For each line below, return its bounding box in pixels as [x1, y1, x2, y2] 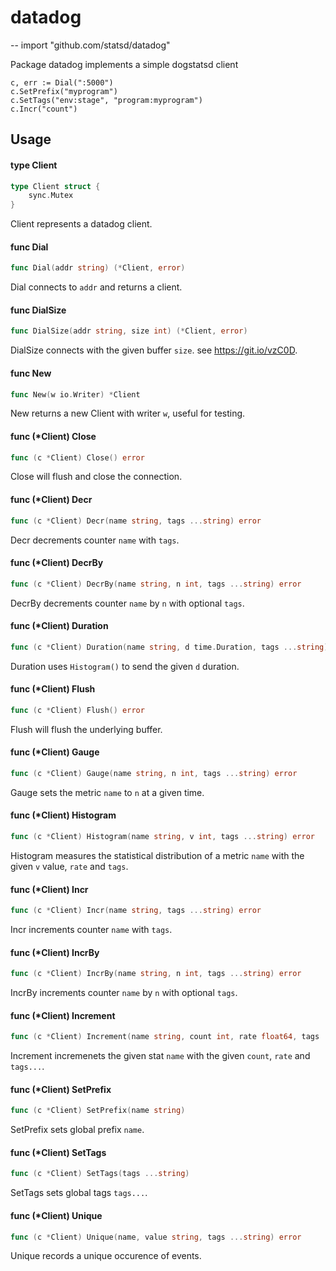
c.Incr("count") [10, 104, 78, 114]
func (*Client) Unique [10, 1209, 103, 1221]
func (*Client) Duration [10, 620, 109, 632]
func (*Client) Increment [10, 1009, 116, 1021]
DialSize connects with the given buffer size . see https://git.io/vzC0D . [10, 344, 298, 356]
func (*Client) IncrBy [10, 946, 100, 958]
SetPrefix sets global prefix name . [10, 1124, 145, 1136]
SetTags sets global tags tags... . [10, 1187, 148, 1199]
